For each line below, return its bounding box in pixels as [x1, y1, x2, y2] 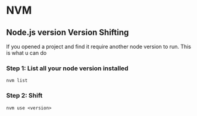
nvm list [6, 78, 28, 84]
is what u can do [6, 49, 47, 57]
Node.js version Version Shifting [6, 27, 129, 37]
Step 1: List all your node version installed [6, 64, 129, 72]
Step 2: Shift [6, 92, 43, 100]
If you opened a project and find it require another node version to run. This [6, 43, 192, 50]
